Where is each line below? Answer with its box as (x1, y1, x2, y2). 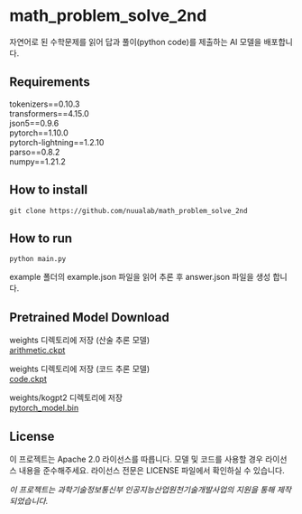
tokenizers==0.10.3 (9, 98, 80, 109)
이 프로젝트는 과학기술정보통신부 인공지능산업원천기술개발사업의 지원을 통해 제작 (9, 484, 292, 495)
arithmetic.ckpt (9, 345, 66, 356)
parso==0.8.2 (9, 146, 60, 157)
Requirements (9, 74, 90, 90)
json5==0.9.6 (9, 117, 59, 128)
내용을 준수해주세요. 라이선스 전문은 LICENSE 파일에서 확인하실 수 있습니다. (18, 465, 286, 475)
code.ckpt (9, 374, 47, 385)
